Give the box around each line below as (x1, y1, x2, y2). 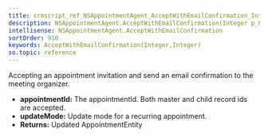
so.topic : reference (8, 49, 77, 57)
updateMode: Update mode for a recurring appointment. (19, 112, 207, 120)
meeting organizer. (8, 79, 70, 88)
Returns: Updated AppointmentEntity (19, 120, 143, 129)
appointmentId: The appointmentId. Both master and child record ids (19, 95, 248, 104)
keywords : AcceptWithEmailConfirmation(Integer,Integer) (8, 41, 202, 49)
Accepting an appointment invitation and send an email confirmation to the (8, 71, 254, 80)
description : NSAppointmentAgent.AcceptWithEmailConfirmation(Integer (8, 19, 248, 27)
